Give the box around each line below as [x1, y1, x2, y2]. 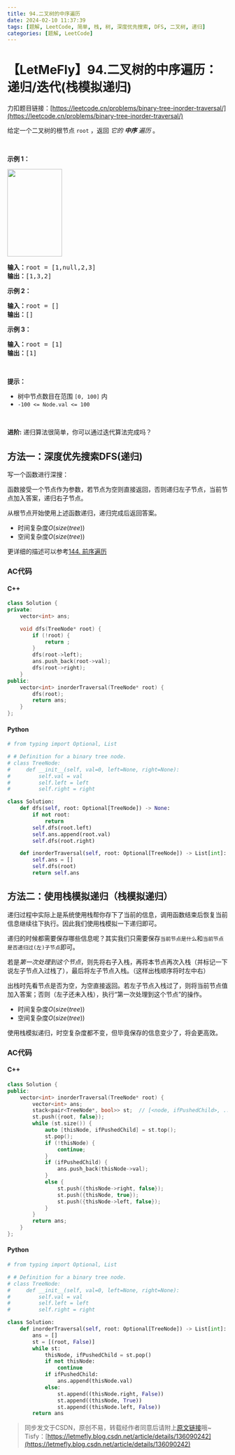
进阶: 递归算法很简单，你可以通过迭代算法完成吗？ [7, 428, 152, 436]
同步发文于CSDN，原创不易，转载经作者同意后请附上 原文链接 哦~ [24, 1424, 212, 1432]
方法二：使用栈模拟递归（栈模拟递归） [7, 890, 173, 902]
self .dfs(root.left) [32, 824, 92, 831]
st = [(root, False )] [32, 1338, 96, 1345]
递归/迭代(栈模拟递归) [7, 80, 131, 95]
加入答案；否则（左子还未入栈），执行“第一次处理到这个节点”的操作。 [7, 990, 206, 998]
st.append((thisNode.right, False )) [57, 1390, 164, 1398]
